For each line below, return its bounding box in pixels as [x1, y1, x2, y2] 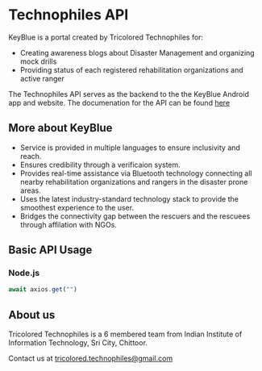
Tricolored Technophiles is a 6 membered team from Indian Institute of [8, 329, 243, 340]
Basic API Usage [8, 244, 93, 257]
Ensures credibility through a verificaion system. [19, 160, 181, 169]
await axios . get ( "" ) [8, 286, 78, 294]
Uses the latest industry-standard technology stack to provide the [19, 194, 239, 203]
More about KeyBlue [8, 121, 113, 135]
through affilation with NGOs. [19, 219, 117, 229]
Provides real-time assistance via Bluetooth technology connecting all [19, 168, 252, 178]
